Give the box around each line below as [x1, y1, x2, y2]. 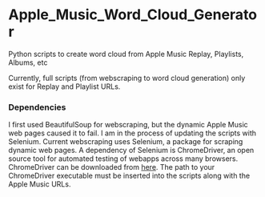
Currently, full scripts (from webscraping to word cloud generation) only [8, 73, 246, 82]
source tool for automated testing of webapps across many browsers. [8, 154, 239, 163]
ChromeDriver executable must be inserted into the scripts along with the [8, 171, 251, 181]
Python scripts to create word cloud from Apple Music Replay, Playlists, [8, 49, 244, 58]
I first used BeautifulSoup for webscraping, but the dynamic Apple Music [8, 120, 248, 130]
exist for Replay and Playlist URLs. [8, 82, 121, 91]
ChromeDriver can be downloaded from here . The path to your [8, 163, 215, 172]
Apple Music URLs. [8, 179, 71, 189]
